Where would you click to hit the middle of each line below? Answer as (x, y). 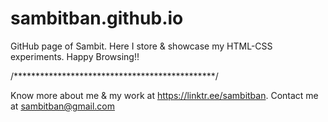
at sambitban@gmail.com (62, 106)
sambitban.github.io (97, 18)
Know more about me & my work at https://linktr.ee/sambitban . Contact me (164, 95)
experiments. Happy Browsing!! (75, 56)
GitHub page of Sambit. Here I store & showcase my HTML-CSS (141, 46)
